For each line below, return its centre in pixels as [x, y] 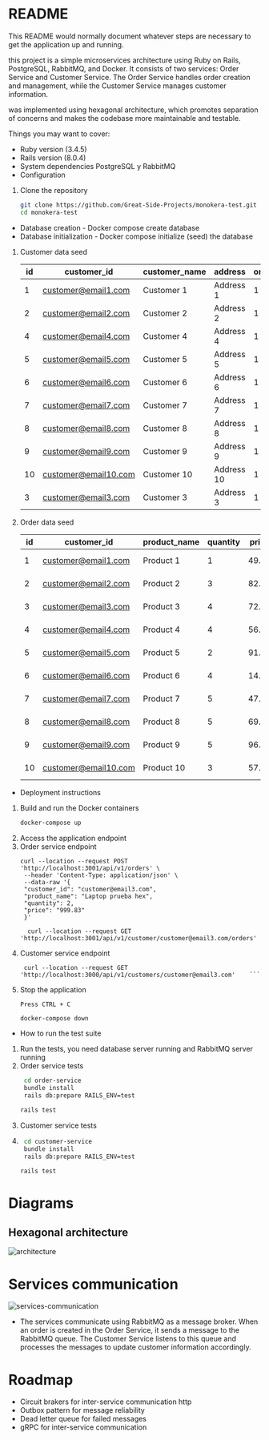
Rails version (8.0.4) [53, 158]
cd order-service [52, 1081]
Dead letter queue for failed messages [83, 1419]
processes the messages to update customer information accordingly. [135, 1347]
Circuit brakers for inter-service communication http [106, 1402]
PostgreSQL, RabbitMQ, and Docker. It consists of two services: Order [124, 68]
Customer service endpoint [65, 953]
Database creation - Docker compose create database [110, 227]
